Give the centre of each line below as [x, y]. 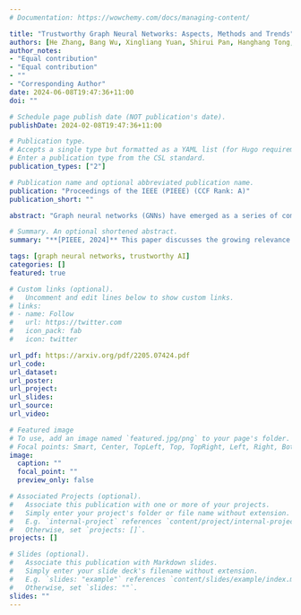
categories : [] [38, 265]
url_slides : [31, 397]
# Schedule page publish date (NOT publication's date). [118, 117]
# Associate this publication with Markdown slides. [114, 563]
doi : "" [24, 101]
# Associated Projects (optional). [76, 496]
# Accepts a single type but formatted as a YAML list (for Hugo [133, 150]
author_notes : [36, 50]
